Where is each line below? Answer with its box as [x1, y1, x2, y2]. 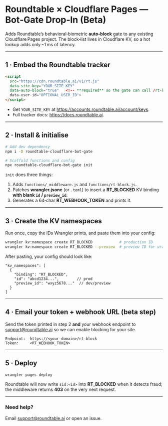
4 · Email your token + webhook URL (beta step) [5, 308, 156, 317]
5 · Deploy [5, 359, 37, 367]
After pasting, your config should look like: [5, 253, 92, 259]
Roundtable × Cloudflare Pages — [5, 4, 148, 15]
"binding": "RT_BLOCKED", [14, 272, 68, 277]
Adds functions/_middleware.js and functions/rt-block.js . [12, 182, 137, 188]
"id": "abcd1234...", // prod [14, 276, 93, 281]
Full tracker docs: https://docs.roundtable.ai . [12, 112, 104, 117]
